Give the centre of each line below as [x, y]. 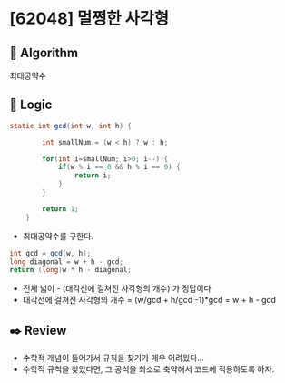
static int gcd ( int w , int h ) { [70, 126]
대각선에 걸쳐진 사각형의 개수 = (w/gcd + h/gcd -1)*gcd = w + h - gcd [149, 300]
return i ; [93, 176]
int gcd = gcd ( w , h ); [50, 253]
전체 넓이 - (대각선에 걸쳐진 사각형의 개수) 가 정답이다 [117, 288]
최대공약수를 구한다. [58, 236]
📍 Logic [31, 105]
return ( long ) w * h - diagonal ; [70, 270]
